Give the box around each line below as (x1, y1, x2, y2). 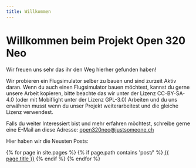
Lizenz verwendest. (6, 108, 54, 115)
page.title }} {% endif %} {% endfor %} (6, 155, 101, 162)
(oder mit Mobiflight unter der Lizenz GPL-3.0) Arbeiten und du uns (15, 96, 178, 103)
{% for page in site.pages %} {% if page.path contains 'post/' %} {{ (6, 149, 169, 156)
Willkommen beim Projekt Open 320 (6, 33, 186, 47)
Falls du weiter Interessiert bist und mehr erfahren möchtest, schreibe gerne (6, 120, 191, 127)
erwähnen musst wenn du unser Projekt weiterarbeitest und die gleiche (6, 102, 179, 109)
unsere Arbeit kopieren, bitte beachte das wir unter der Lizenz (6, 89, 157, 97)
